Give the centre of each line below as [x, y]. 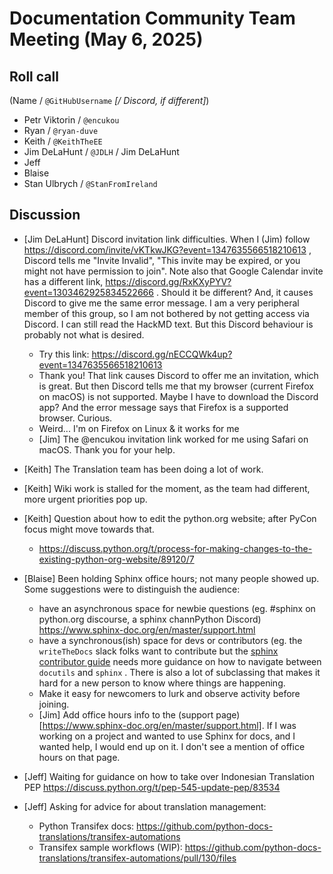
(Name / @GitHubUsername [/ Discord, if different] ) [109, 100]
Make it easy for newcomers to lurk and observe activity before [169, 693]
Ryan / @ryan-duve [61, 130]
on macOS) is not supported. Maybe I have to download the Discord [178, 396]
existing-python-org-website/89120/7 [116, 559]
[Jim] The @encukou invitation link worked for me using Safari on [173, 439]
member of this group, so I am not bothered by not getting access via [166, 313]
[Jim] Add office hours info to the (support [126, 714]
